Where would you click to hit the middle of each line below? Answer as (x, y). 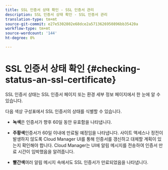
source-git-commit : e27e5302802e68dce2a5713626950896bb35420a (72, 24)
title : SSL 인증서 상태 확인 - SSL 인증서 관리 (50, 10)
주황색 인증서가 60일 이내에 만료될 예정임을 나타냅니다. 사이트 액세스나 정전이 (88, 133)
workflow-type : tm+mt (28, 29)
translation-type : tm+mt (31, 19)
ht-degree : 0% (20, 38)
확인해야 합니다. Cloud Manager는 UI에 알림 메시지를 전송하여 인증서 (90, 145)
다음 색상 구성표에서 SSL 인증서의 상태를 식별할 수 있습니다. (64, 111)
